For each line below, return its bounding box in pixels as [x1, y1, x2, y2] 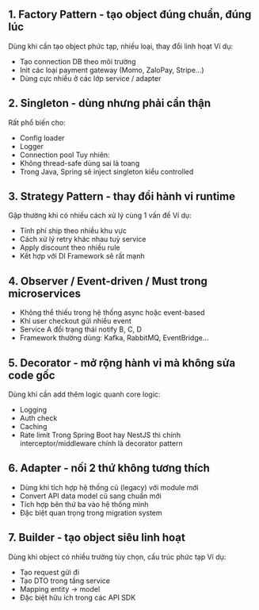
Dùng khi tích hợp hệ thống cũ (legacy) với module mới [19, 482, 200, 492]
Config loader [19, 132, 65, 143]
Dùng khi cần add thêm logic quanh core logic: [8, 389, 161, 399]
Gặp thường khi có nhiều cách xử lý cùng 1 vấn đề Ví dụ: [8, 211, 192, 221]
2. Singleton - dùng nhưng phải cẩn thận [8, 97, 211, 110]
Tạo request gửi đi [19, 567, 80, 577]
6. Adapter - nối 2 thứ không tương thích [8, 462, 210, 475]
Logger [19, 141, 44, 151]
